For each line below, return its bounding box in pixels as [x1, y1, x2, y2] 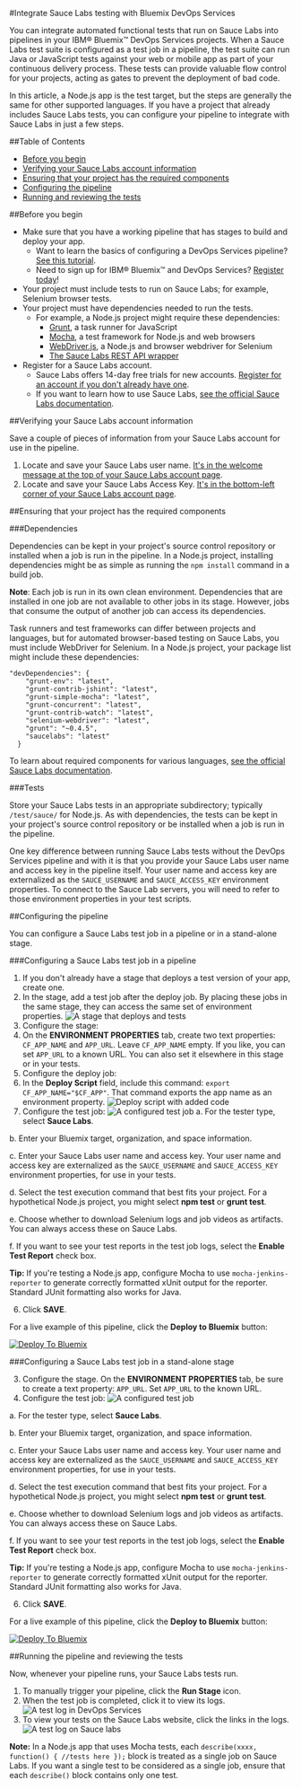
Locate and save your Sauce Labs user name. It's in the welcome [21, 460, 263, 470]
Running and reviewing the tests [21, 192, 142, 202]
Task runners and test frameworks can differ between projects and [9, 623, 256, 634]
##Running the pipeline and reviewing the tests [9, 1651, 184, 1662]
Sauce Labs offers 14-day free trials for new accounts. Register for [35, 370, 282, 380]
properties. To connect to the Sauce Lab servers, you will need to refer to [9, 884, 280, 894]
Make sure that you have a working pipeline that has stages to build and [21, 226, 288, 237]
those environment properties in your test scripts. [9, 893, 193, 904]
